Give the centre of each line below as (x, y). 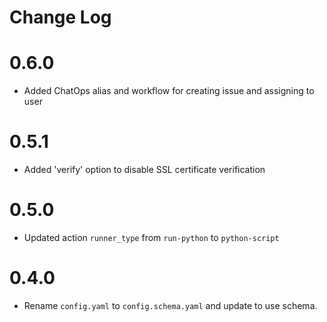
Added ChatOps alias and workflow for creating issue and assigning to (169, 91)
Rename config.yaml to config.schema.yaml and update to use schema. (170, 305)
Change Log (60, 17)
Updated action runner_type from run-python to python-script (151, 237)
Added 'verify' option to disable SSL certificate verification (144, 170)
